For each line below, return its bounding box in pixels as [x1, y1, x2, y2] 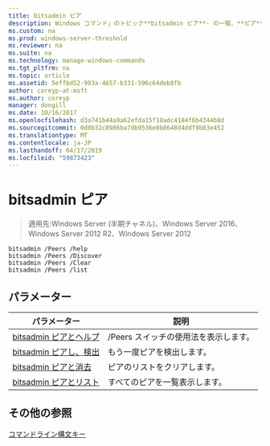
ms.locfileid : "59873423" [8, 153, 95, 162]
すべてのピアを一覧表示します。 [107, 377, 227, 387]
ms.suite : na [8, 49, 52, 57]
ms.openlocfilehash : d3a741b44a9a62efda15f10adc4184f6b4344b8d [8, 117, 225, 125]
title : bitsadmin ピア [8, 11, 82, 20]
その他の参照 [8, 407, 72, 420]
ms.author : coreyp [8, 94, 70, 102]
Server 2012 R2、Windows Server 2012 [60, 229, 191, 239]
